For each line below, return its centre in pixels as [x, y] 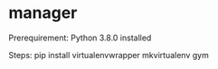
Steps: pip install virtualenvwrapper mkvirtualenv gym [109, 55]
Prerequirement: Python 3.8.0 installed [80, 38]
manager [43, 13]
